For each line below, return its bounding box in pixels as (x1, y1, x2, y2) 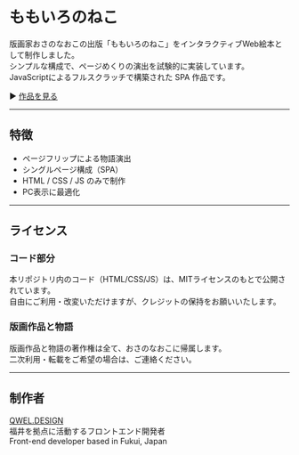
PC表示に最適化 (21, 186, 80, 197)
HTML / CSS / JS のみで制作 (21, 175, 126, 186)
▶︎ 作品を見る (9, 90, 58, 102)
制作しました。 (24, 49, 80, 60)
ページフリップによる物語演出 (21, 152, 132, 164)
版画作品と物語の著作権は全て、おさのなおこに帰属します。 (9, 343, 227, 353)
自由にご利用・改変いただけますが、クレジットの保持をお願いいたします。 (9, 297, 282, 307)
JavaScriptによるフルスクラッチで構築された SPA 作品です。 (9, 71, 230, 82)
